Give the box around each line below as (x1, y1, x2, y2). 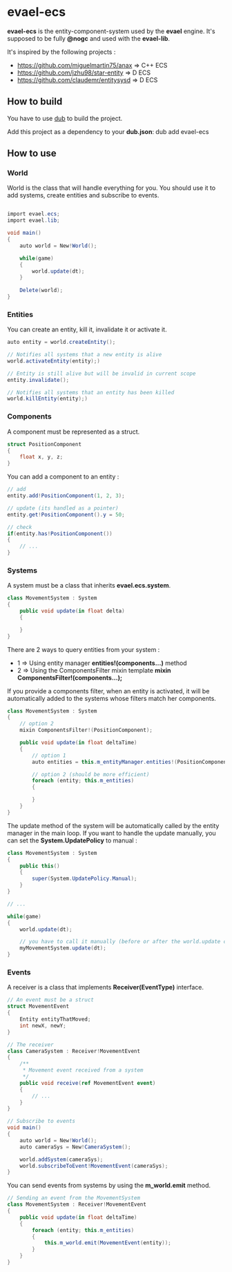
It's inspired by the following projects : (7, 48, 116, 56)
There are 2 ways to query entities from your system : (7, 645, 160, 653)
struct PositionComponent (7, 441, 81, 447)
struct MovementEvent (7, 1003, 70, 1010)
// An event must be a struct (7, 996, 95, 1003)
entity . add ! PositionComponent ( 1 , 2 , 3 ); (7, 492, 126, 499)
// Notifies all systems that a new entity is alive (7, 351, 162, 358)
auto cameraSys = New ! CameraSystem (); (19, 1144, 131, 1150)
